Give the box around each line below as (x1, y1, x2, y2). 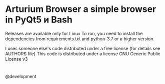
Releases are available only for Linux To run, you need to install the (5, 30, 143, 36)
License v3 (5, 56, 28, 62)
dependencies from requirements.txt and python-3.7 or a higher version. (5, 36, 155, 42)
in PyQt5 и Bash (5, 14, 72, 25)
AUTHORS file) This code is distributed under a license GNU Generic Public (5, 51, 161, 57)
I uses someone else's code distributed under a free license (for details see (5, 45, 161, 51)
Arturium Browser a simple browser (5, 3, 156, 15)
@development (5, 74, 36, 80)
